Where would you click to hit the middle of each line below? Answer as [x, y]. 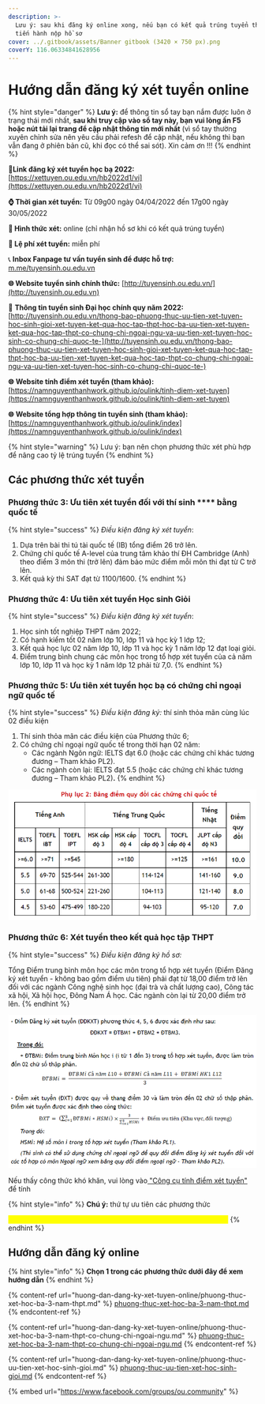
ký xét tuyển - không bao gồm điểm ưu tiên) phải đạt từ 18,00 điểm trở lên [128, 978]
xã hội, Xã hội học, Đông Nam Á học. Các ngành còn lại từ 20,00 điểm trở [127, 995]
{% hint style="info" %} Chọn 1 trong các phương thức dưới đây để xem [126, 1271]
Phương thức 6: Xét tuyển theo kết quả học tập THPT [111, 938]
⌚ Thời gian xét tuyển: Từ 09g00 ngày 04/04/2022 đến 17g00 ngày [118, 202]
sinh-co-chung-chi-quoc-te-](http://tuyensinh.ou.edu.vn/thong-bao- [120, 341]
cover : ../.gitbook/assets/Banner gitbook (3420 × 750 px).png [114, 42]
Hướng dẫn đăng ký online [74, 1253]
